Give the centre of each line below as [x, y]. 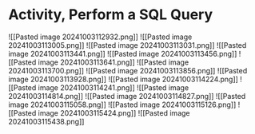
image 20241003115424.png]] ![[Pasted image [114, 112]
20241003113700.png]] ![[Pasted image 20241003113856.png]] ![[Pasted [128, 70]
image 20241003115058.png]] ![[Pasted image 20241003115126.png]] [122, 104]
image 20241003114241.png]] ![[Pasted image [114, 87]
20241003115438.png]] [46, 121]
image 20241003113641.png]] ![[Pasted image [114, 62]
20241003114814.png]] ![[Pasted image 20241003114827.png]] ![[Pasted [127, 96]
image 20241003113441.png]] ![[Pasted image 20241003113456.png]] [123, 53]
